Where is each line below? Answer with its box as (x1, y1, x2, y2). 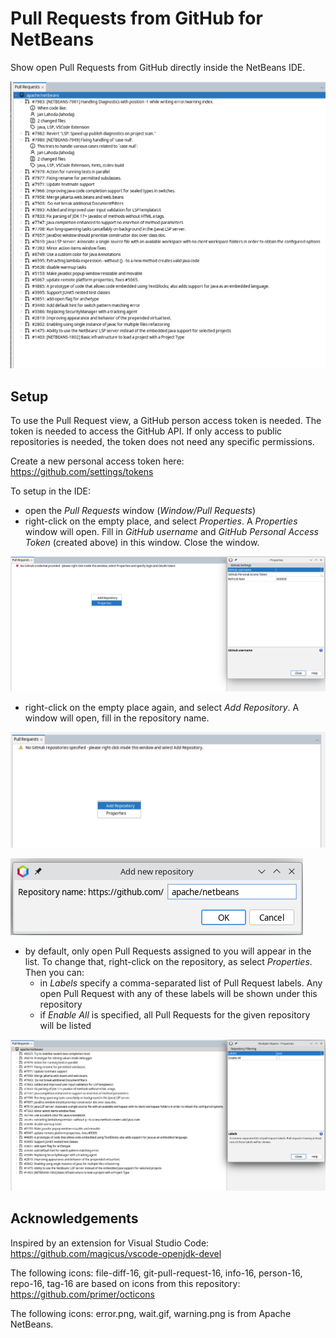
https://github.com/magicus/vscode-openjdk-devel (10, 1247, 222, 1259)
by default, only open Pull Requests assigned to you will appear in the (24, 945, 312, 957)
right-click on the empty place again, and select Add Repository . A (24, 701, 300, 713)
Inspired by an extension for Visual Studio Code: (10, 1237, 210, 1249)
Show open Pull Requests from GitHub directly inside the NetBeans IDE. (10, 61, 306, 73)
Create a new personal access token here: (10, 455, 185, 467)
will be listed (39, 1020, 92, 1032)
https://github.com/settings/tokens (10, 465, 154, 477)
